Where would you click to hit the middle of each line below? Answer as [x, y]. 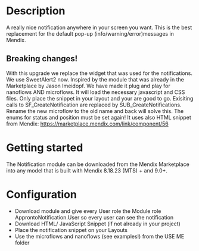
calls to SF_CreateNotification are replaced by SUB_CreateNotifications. [94, 105]
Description [36, 11]
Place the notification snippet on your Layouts [71, 230]
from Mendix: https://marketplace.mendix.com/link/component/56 [87, 124]
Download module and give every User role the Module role [88, 211]
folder [22, 243]
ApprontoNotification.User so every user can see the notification [94, 217]
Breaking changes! [42, 59]
